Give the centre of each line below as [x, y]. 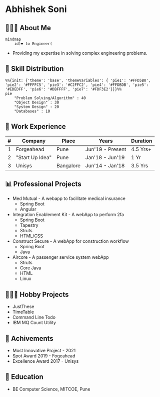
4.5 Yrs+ [141, 149]
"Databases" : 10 [32, 111]
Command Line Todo [34, 317]
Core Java [30, 268]
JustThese [23, 307]
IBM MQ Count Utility [34, 323]
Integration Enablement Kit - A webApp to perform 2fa [68, 215]
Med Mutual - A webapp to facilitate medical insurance [69, 198]
